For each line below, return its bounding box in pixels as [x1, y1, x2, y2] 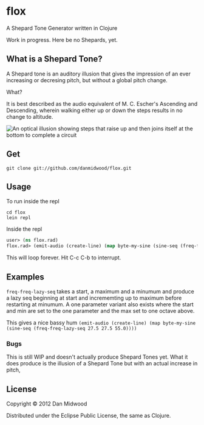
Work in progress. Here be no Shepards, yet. [6, 36, 118, 43]
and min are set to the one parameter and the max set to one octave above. [6, 307, 195, 314]
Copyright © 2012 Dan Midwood [6, 400, 87, 407]
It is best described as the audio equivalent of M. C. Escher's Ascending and [6, 100, 198, 107]
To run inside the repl [6, 198, 59, 205]
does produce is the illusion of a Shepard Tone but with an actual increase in [6, 360, 198, 367]
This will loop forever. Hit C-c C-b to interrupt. [6, 254, 121, 261]
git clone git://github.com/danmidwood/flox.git [6, 165, 132, 171]
